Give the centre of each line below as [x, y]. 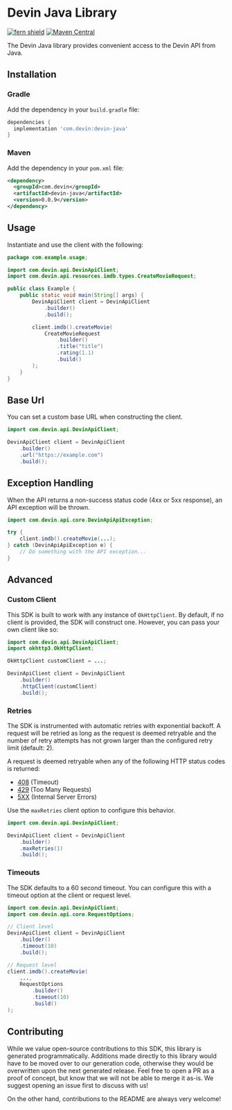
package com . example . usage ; [48, 257]
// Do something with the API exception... [83, 552]
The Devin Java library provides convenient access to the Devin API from [111, 45]
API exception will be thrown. [48, 507]
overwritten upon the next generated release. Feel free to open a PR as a [111, 1070]
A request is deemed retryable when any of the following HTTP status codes [116, 761]
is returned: [24, 768]
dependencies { [29, 122]
